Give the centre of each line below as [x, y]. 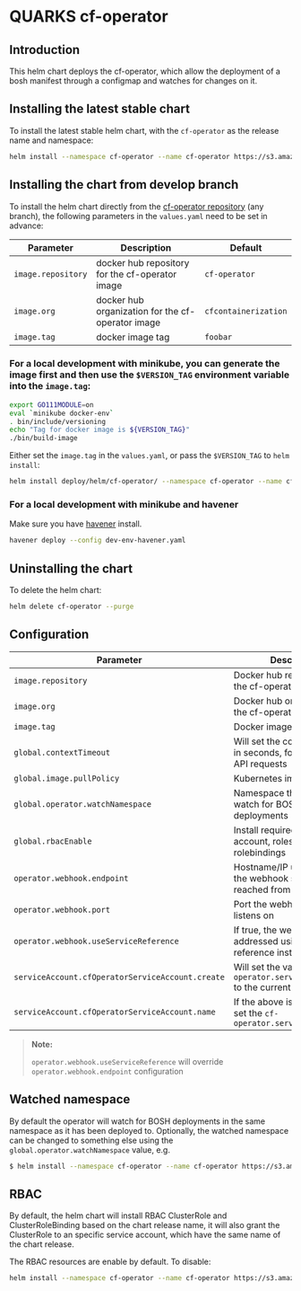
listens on [254, 915]
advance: [26, 225]
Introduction [45, 50]
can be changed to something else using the [91, 1140]
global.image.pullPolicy [67, 778]
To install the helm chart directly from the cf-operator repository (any [137, 206]
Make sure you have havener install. [76, 524]
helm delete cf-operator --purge [72, 607]
